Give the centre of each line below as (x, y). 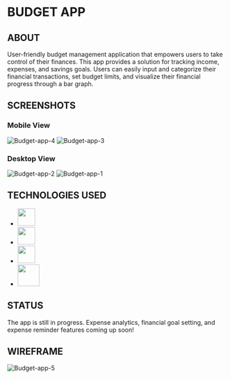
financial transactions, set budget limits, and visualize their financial (104, 76)
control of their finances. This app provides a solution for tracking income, (113, 62)
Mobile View (29, 126)
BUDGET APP (46, 12)
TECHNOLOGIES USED (57, 195)
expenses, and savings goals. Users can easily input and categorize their (112, 69)
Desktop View (31, 158)
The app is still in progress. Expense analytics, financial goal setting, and (111, 322)
